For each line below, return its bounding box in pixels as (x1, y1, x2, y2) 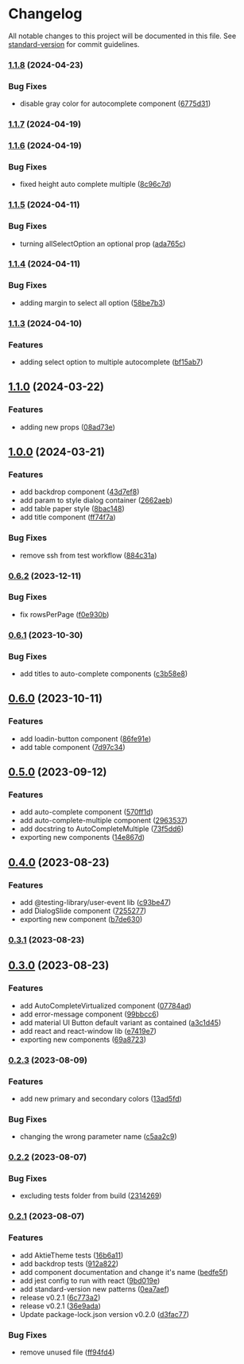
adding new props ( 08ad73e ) (19, 422, 115, 432)
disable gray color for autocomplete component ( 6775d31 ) (19, 99, 211, 108)
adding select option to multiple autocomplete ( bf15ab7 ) (19, 357, 203, 367)
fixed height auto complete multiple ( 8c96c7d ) (19, 180, 172, 189)
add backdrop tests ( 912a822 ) (19, 1258, 119, 1269)
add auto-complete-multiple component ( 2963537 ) (19, 816, 188, 826)
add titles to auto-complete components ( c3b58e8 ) (19, 669, 188, 678)
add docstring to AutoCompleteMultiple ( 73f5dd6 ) (19, 824, 184, 834)
